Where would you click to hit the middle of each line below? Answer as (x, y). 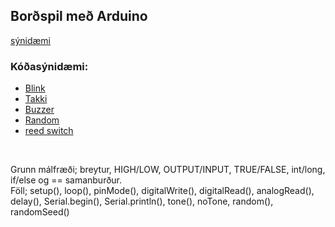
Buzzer (39, 110)
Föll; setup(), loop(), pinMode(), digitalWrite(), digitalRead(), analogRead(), (162, 191)
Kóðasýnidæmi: (49, 66)
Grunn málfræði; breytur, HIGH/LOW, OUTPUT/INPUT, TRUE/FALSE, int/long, (168, 170)
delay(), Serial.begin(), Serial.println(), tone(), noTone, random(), (142, 201)
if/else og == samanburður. (66, 180)
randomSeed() (40, 212)
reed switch (49, 131)
